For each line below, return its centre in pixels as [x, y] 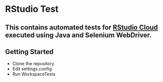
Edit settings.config [32, 69]
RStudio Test [32, 9]
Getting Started [29, 52]
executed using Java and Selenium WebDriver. [79, 35]
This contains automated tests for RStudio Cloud [81, 27]
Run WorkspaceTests [34, 74]
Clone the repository [33, 64]
